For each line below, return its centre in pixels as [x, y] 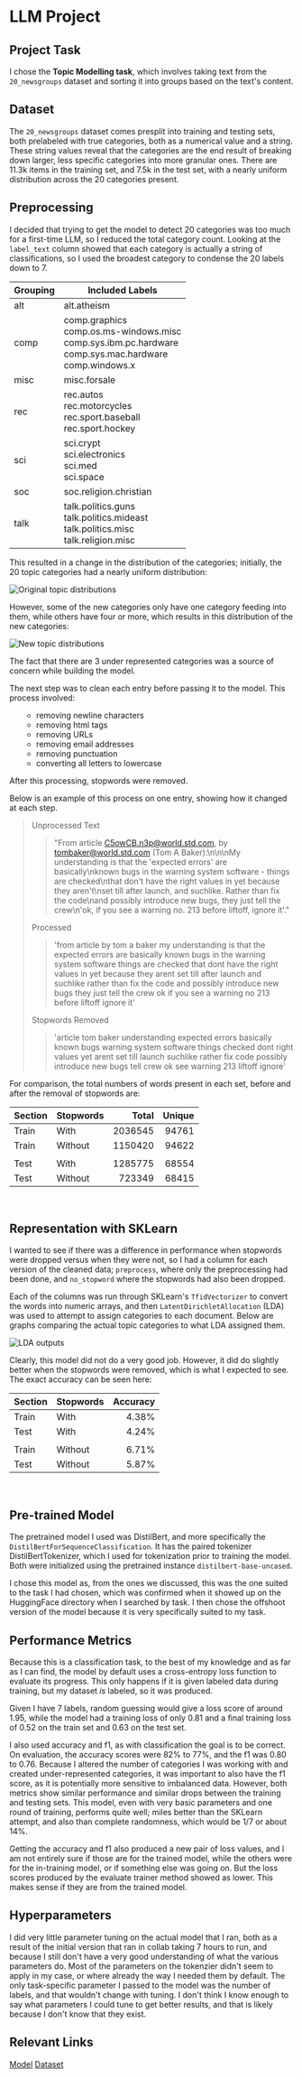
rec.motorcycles [98, 405]
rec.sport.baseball [102, 417]
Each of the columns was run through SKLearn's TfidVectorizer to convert [149, 1296]
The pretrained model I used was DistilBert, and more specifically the [137, 1537]
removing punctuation [77, 753]
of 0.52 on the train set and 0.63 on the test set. [98, 1728]
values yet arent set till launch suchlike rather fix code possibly [171, 1056]
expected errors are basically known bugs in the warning [160, 954]
